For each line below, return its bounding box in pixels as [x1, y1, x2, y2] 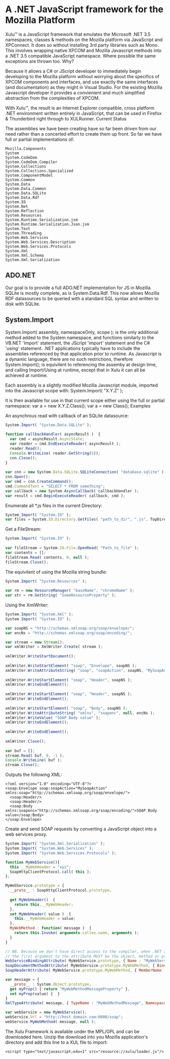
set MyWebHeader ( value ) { [10, 911, 71, 917]
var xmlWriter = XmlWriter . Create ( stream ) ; [5, 644, 103, 649]
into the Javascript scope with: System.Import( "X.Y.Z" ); [5, 387, 123, 393]
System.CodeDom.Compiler [5, 159, 58, 165]
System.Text [5, 226, 30, 231]
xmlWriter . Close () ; [5, 738, 47, 744]
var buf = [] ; [5, 748, 35, 753]
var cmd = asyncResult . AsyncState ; [10, 437, 85, 442]
